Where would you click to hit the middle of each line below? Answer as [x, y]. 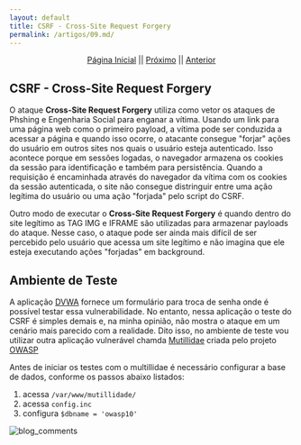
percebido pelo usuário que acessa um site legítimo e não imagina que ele [147, 242]
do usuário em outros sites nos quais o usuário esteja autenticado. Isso [141, 149]
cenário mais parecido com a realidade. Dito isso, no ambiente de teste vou [149, 331]
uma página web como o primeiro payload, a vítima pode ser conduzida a [146, 129]
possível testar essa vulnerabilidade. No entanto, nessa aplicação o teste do [150, 311]
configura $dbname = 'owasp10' [80, 413]
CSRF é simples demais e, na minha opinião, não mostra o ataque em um [145, 321]
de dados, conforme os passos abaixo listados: [97, 377]
